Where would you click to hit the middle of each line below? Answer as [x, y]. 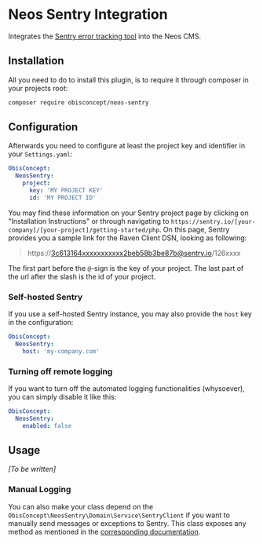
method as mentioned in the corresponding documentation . [104, 531]
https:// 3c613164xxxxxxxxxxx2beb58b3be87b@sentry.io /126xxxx [134, 253]
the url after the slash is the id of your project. [82, 276]
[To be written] [32, 469]
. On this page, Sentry [194, 229]
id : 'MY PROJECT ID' [62, 198]
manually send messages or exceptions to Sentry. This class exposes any [127, 523]
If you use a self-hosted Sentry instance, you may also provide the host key [130, 314]
